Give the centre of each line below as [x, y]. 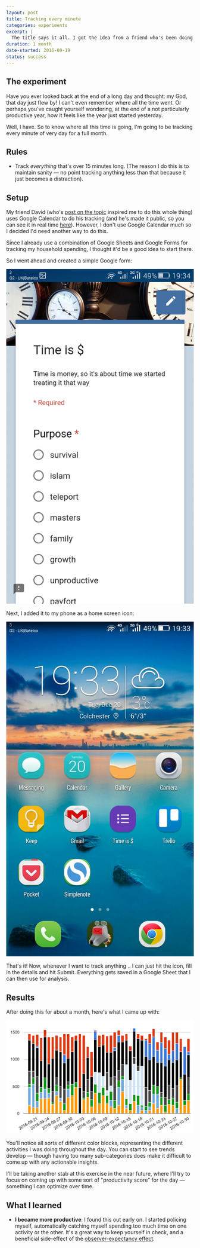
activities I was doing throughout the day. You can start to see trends [90, 1149]
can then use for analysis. [38, 979]
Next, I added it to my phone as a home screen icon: [70, 613]
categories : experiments [37, 25]
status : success [26, 57]
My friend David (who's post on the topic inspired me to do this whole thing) [99, 212]
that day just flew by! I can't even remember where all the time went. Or [94, 102]
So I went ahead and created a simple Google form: [69, 261]
